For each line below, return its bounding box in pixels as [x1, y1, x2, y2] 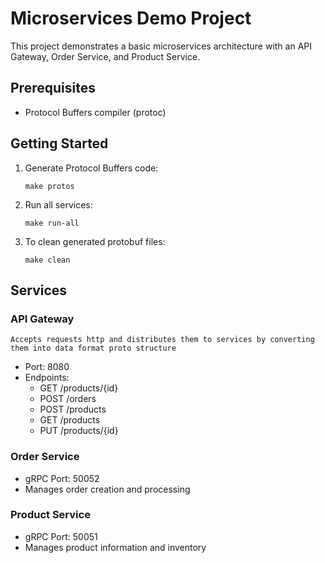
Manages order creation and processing [24, 483, 191, 495]
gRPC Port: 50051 [24, 530, 98, 542]
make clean [24, 255, 71, 265]
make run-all [24, 218, 80, 228]
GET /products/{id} [39, 382, 119, 394]
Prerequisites [10, 80, 96, 97]
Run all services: [24, 198, 93, 211]
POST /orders [39, 393, 97, 405]
